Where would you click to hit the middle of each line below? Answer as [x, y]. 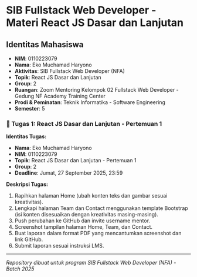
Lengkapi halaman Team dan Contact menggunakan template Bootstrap [101, 208]
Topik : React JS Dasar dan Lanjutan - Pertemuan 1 [75, 161]
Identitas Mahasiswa [45, 44]
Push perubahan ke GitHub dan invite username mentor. [82, 221]
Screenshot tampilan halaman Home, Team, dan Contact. [84, 227]
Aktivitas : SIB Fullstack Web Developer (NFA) [69, 71]
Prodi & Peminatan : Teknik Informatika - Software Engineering [90, 102]
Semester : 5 [30, 109]
